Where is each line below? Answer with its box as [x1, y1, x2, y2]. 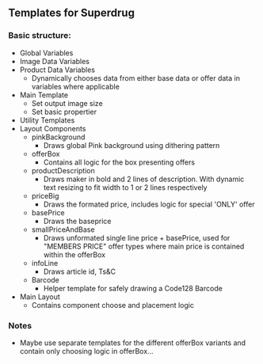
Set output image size [31, 98, 103, 108]
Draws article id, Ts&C [43, 267, 116, 276]
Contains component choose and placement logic [31, 300, 194, 309]
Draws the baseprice [43, 216, 112, 226]
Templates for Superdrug [8, 6, 135, 20]
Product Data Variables [19, 65, 95, 74]
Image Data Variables [19, 56, 90, 66]
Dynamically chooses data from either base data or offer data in [31, 73, 240, 82]
